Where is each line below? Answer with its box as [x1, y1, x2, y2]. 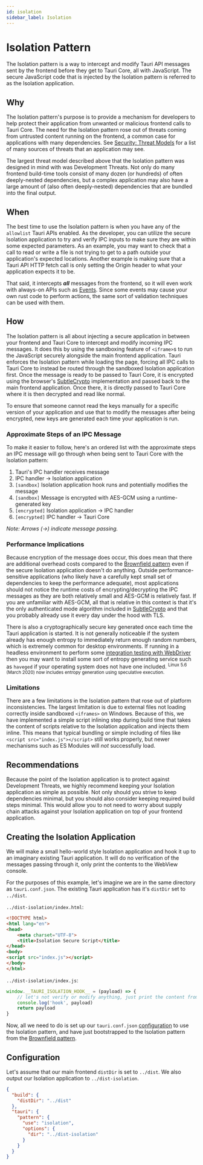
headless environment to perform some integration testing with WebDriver [6, 649, 192, 656]
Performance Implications [6, 540, 85, 549]
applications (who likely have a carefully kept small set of [30, 573, 172, 581]
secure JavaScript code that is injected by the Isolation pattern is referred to [6, 73, 196, 80]
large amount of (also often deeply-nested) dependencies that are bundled [6, 183, 193, 191]
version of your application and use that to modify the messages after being [6, 408, 195, 416]
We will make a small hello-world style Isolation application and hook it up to [6, 848, 196, 855]
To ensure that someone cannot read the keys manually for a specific [6, 402, 179, 409]
